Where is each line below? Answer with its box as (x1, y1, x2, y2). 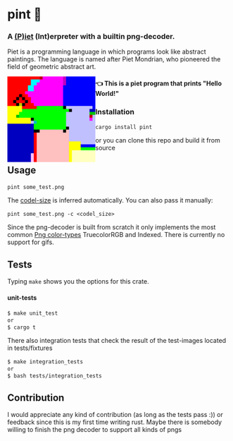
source (95, 144, 116, 152)
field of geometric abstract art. (7, 63, 96, 71)
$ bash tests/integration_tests (7, 373, 102, 380)
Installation (95, 107, 135, 116)
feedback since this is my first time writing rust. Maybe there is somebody (7, 418, 222, 426)
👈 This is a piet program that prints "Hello (95, 79, 222, 87)
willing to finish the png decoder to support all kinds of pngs (7, 425, 182, 434)
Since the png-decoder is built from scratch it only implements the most (7, 223, 216, 231)
